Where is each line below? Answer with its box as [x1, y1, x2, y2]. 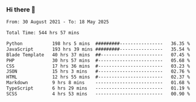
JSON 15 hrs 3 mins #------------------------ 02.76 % [6, 68, 190, 74]
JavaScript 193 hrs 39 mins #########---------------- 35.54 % [6, 46, 190, 52]
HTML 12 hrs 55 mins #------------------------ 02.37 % [6, 74, 190, 80]
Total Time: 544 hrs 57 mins [6, 30, 80, 36]
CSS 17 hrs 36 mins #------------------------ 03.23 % [6, 63, 190, 69]
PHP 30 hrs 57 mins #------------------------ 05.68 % [6, 57, 190, 64]
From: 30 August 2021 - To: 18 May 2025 [6, 19, 110, 25]
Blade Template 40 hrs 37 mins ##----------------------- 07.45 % [6, 52, 190, 58]
